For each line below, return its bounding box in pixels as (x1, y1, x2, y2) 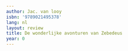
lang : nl (6, 19, 28, 25)
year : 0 (6, 36, 25, 42)
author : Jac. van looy (6, 8, 62, 15)
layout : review (6, 25, 44, 31)
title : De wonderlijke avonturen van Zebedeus (6, 30, 123, 36)
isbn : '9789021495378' (6, 14, 62, 20)
